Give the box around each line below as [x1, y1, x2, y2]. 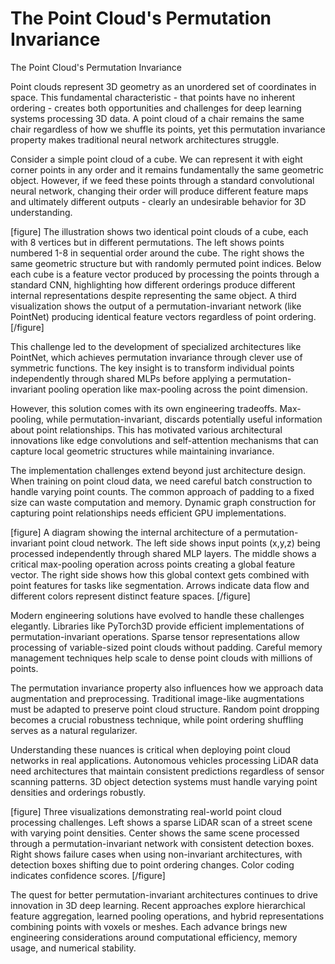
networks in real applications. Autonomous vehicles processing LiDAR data [10, 754, 319, 766]
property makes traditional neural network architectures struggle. [10, 133, 280, 146]
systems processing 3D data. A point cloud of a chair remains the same [10, 112, 305, 124]
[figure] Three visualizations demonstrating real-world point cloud [10, 805, 282, 817]
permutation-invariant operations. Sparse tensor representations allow [10, 630, 300, 642]
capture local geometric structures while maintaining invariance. [10, 445, 275, 457]
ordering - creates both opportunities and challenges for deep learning [10, 102, 302, 114]
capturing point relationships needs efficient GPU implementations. [10, 507, 287, 519]
